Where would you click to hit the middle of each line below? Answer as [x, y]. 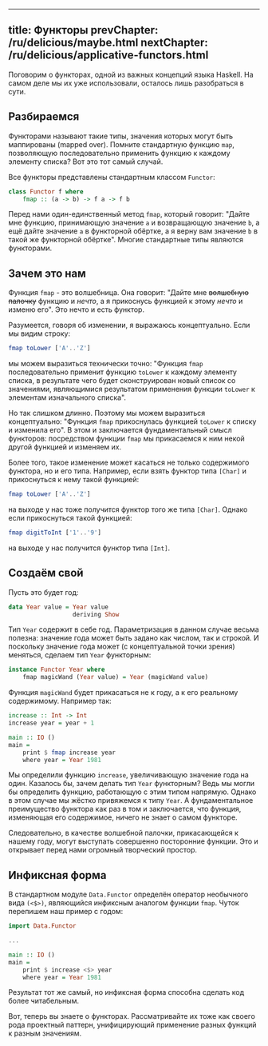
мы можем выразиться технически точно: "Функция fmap [106, 364]
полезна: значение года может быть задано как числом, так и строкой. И [134, 638]
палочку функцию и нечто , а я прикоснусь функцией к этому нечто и [126, 301]
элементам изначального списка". [67, 397]
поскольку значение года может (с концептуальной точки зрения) [122, 647]
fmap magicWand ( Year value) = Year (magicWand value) [116, 677]
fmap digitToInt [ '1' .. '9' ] [55, 533]
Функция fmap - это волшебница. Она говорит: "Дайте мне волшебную [128, 293]
